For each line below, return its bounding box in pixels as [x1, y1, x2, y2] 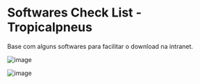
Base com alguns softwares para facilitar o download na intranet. [7, 42, 193, 50]
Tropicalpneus [7, 19, 92, 35]
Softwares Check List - [7, 5, 142, 21]
